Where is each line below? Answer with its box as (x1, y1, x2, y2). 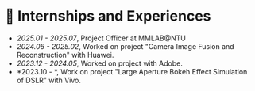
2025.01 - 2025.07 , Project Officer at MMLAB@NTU (16, 33, 186, 43)
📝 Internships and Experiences (5, 7, 211, 25)
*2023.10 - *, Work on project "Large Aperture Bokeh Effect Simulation (16, 66, 248, 76)
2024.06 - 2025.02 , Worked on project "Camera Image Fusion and (16, 41, 234, 51)
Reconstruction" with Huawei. (16, 50, 114, 59)
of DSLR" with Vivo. (16, 75, 82, 85)
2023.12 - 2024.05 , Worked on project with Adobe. (16, 59, 184, 68)
